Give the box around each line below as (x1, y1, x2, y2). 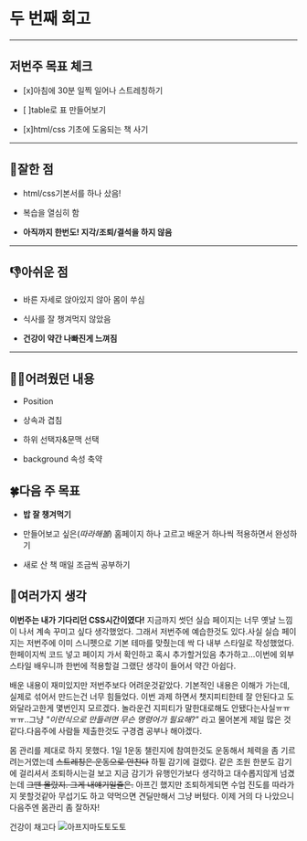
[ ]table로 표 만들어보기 (22, 104, 107, 115)
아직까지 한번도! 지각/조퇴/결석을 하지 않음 (22, 226, 173, 238)
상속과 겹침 (22, 415, 63, 426)
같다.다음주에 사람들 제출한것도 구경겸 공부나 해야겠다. (9, 725, 203, 736)
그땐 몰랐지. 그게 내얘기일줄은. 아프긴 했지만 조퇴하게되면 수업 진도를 (26, 779, 270, 790)
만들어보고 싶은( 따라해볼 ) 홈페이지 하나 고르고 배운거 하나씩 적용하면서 (22, 528, 273, 539)
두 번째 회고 (9, 8, 91, 29)
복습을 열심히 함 (22, 207, 79, 218)
